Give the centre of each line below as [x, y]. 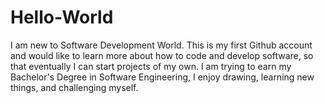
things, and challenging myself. [74, 87]
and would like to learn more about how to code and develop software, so [162, 55]
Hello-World [62, 17]
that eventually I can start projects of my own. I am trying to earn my [151, 66]
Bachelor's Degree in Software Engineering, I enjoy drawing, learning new [162, 77]
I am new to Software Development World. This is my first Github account [161, 45]
